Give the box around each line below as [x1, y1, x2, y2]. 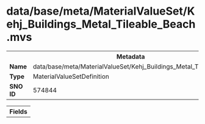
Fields [9, 107, 27, 115]
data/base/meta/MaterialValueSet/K [6, 4, 195, 18]
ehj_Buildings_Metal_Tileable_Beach [6, 17, 196, 31]
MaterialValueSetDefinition [32, 72, 110, 81]
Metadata [116, 52, 145, 60]
